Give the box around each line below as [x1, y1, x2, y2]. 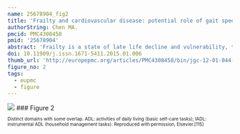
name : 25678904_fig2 [7, 10, 69, 18]
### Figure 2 [16, 104, 55, 113]
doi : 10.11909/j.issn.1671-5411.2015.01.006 [7, 51, 142, 58]
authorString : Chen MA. [7, 24, 79, 31]
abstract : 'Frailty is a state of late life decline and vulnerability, [7, 43, 229, 51]
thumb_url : [7, 57, 40, 64]
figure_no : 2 [7, 63, 46, 71]
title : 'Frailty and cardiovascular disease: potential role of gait [7, 17, 219, 24]
